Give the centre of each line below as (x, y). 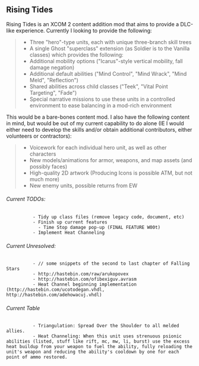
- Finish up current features (70, 222)
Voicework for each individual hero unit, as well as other (98, 147)
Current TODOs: (26, 199)
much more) (45, 179)
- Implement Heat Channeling (69, 233)
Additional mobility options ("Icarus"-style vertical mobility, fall (106, 61)
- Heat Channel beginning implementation (84, 285)
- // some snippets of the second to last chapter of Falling (111, 264)
